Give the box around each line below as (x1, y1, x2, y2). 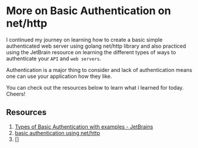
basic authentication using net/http (14, 129, 100, 136)
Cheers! (6, 90, 25, 97)
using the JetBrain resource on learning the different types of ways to (6, 48, 176, 55)
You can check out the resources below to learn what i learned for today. (6, 84, 184, 91)
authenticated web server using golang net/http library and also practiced (6, 42, 187, 50)
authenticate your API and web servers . (6, 55, 102, 62)
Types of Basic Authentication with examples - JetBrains (14, 123, 154, 130)
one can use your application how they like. (6, 73, 113, 80)
